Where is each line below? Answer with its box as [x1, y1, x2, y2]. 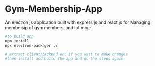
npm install [5, 38, 29, 43]
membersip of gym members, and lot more [5, 24, 91, 30]
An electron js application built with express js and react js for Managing [5, 19, 151, 25]
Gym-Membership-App [5, 3, 103, 15]
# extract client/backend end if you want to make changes [5, 52, 128, 57]
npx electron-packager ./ [5, 43, 58, 48]
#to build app [5, 34, 34, 39]
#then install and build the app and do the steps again [5, 56, 124, 61]
